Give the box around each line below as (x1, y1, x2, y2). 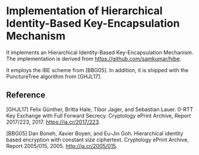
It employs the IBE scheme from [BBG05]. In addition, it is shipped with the (6, 66, 189, 73)
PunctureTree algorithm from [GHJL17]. (6, 73, 102, 80)
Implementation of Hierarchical (6, 4, 163, 18)
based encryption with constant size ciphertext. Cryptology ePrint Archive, (6, 136, 189, 143)
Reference (6, 90, 46, 100)
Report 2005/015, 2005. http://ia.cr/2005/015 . (6, 142, 118, 149)
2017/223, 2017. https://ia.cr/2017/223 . (6, 118, 100, 125)
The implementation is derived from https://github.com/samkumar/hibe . (6, 55, 182, 62)
